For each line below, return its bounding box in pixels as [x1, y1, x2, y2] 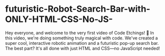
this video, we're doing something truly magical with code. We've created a [5, 35, 158, 41]
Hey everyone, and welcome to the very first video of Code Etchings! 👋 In [5, 30, 154, 36]
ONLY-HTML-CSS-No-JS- [5, 14, 113, 25]
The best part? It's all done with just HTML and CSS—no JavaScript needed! [5, 45, 160, 51]
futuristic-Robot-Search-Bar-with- [5, 3, 151, 15]
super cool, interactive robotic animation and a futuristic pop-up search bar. [5, 40, 159, 46]
